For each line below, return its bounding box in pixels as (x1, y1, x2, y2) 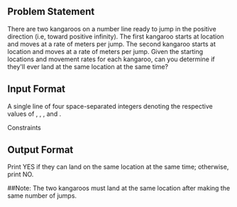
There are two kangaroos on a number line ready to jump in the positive (7, 24, 216, 33)
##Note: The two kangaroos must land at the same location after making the (7, 184, 231, 193)
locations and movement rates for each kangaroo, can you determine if (7, 55, 215, 63)
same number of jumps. (7, 191, 77, 200)
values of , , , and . (7, 110, 62, 118)
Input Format (7, 83, 66, 95)
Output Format (7, 144, 74, 156)
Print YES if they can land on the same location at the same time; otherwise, (7, 163, 229, 171)
